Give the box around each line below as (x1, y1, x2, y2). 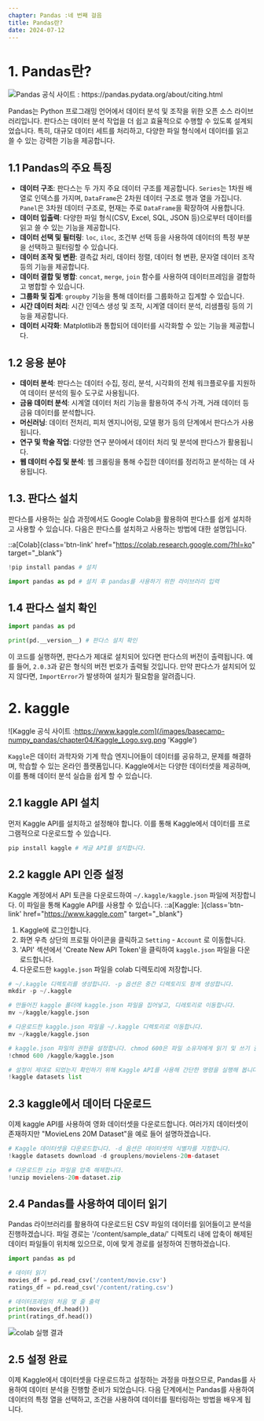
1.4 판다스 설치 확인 (8, 601, 97, 614)
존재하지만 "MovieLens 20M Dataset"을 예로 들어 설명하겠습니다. (8, 1129, 211, 1139)
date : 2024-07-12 (8, 26, 65, 34)
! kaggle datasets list (8, 1073, 82, 1081)
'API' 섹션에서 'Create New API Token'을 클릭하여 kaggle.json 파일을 (19, 944, 236, 954)
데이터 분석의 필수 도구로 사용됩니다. (27, 388, 140, 397)
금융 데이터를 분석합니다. (19, 408, 96, 417)
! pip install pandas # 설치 (8, 563, 97, 571)
